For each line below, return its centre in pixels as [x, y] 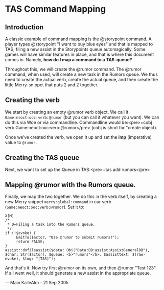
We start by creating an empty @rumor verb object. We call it [67, 112]
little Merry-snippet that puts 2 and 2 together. [52, 85]
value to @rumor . [21, 142]
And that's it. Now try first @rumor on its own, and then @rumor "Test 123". [81, 268]
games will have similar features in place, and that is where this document [80, 54]
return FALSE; [30, 242]
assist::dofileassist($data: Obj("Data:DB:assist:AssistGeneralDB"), [78, 250]
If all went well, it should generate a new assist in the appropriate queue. [78, 273]
